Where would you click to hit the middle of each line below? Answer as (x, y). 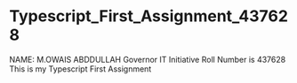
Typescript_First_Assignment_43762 (149, 16)
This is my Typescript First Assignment (80, 69)
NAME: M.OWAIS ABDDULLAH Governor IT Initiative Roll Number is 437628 (148, 59)
